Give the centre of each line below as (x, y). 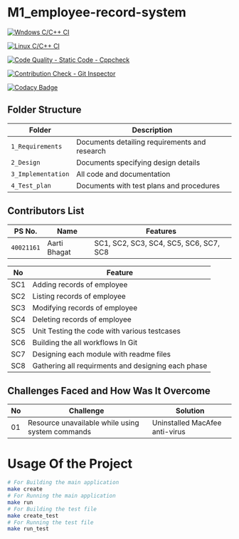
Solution (190, 411)
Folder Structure (44, 110)
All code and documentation (123, 174)
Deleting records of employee (82, 319)
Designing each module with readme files (102, 354)
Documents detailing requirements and (141, 142)
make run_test (28, 529)
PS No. (26, 231)
